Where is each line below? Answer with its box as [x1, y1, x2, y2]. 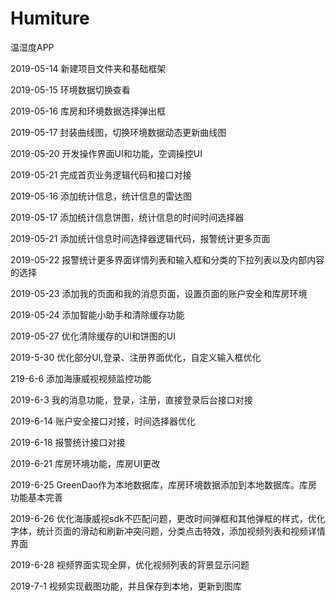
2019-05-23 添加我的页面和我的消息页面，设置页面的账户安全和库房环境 [10, 287, 308, 299]
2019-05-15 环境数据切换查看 [10, 83, 131, 96]
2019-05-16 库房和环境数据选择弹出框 [10, 105, 167, 117]
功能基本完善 [10, 491, 63, 503]
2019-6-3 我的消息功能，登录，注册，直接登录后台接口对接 [10, 393, 253, 406]
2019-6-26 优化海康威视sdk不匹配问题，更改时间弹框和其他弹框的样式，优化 [10, 512, 326, 524]
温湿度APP [10, 41, 55, 53]
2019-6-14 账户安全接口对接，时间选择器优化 [10, 415, 196, 427]
